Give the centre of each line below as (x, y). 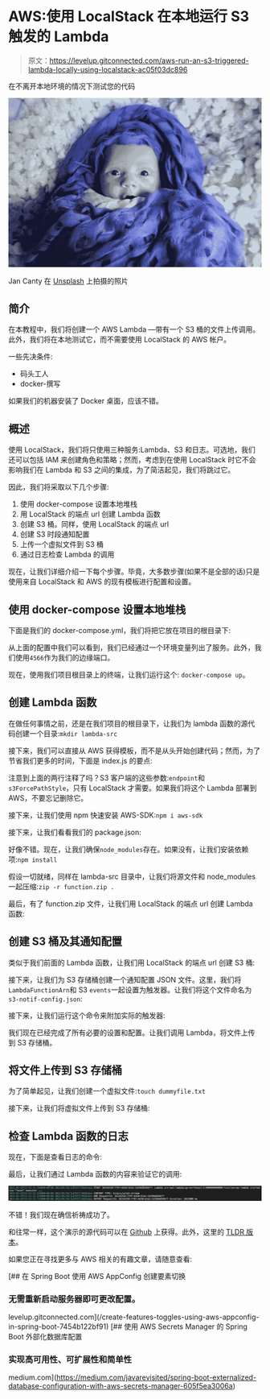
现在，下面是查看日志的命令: (55, 1157)
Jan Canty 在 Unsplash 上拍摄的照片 (68, 281)
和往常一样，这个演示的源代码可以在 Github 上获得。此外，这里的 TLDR (127, 1231)
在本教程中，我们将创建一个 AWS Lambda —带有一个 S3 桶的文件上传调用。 (134, 329)
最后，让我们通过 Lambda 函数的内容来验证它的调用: (95, 1174)
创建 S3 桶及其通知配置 (65, 942)
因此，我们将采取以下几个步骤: (59, 487)
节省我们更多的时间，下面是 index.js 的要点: (80, 760)
